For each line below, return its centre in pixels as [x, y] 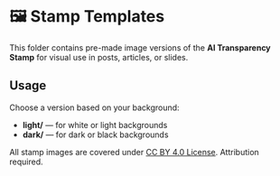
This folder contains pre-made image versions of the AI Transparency [140, 47]
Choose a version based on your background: [94, 107]
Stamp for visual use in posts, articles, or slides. [99, 57]
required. [26, 162]
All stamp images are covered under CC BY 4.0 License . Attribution [134, 152]
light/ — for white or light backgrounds [95, 125]
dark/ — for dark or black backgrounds [95, 134]
